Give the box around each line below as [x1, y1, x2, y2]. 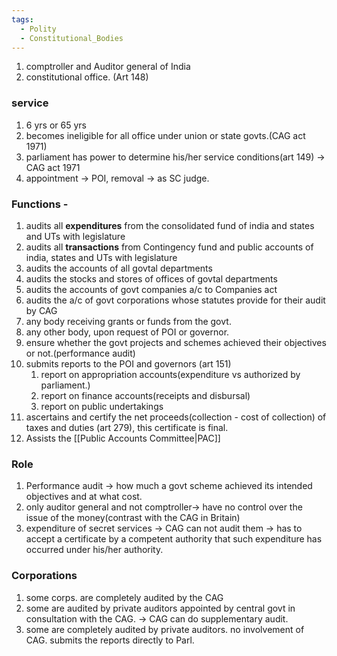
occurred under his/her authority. [25, 544, 164, 556]
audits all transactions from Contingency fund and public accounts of [25, 241, 314, 253]
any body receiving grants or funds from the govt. [25, 315, 232, 327]
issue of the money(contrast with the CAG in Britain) [25, 512, 241, 524]
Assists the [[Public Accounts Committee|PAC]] [25, 432, 221, 444]
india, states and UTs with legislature [25, 251, 178, 263]
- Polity [20, 24, 57, 34]
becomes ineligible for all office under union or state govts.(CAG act [25, 129, 306, 141]
